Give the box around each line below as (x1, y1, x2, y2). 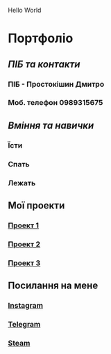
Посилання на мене (8, 280, 99, 292)
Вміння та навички (8, 119, 94, 132)
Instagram (8, 301, 44, 311)
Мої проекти (8, 199, 65, 211)
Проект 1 (8, 220, 40, 230)
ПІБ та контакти (8, 58, 80, 70)
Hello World (8, 6, 42, 14)
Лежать (8, 178, 36, 187)
